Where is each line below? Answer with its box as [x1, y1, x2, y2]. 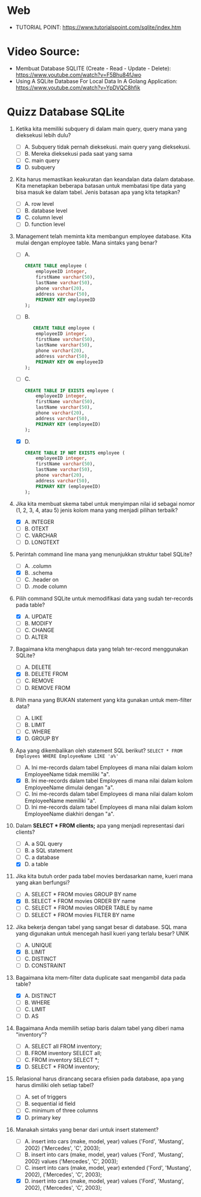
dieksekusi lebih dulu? [15, 131, 71, 139]
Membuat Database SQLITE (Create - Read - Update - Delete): [15, 65, 171, 72]
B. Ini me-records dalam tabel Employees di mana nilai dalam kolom [24, 777, 193, 784]
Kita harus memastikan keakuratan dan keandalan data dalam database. [15, 176, 195, 183]
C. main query [24, 156, 60, 164]
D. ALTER [24, 633, 48, 640]
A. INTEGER [24, 518, 54, 525]
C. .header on [24, 576, 59, 583]
